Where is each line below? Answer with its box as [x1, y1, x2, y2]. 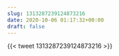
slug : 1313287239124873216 [7, 10, 86, 17]
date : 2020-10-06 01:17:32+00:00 [7, 17, 104, 24]
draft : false [7, 23, 45, 30]
